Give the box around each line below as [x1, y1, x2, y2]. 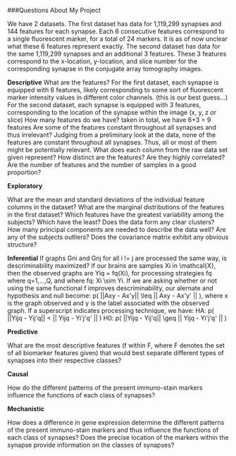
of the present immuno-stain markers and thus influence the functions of [7, 426, 219, 434]
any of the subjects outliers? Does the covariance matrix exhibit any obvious [7, 233, 229, 241]
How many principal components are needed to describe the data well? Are [7, 226, 227, 233]
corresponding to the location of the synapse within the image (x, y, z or [7, 109, 217, 116]
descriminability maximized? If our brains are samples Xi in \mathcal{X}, [7, 261, 216, 270]
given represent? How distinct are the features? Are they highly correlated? [7, 153, 225, 161]
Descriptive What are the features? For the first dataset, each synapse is [7, 78, 219, 87]
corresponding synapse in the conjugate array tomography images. [7, 65, 203, 73]
